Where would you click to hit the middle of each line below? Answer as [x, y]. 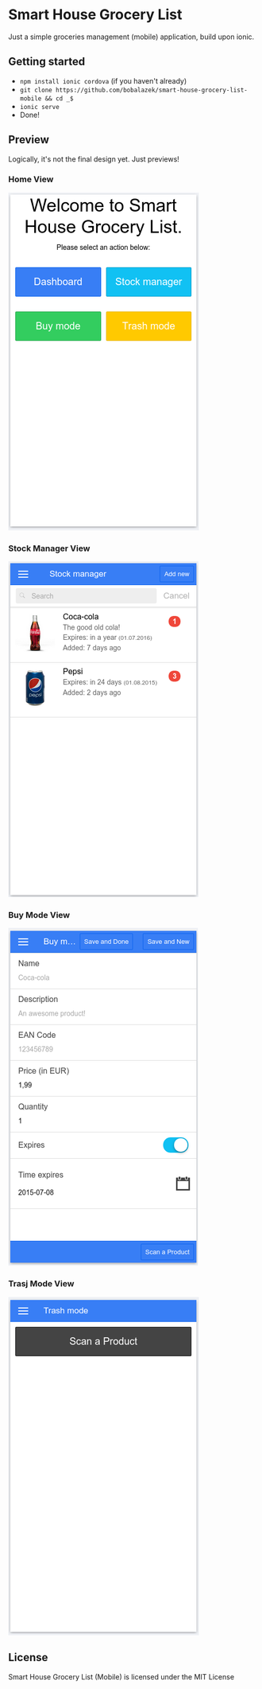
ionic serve [39, 107]
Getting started [47, 62]
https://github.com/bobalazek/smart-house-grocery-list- [151, 90]
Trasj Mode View [41, 1284]
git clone [36, 90]
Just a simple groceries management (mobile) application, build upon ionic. [131, 37]
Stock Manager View [49, 548]
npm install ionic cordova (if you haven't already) [103, 80]
